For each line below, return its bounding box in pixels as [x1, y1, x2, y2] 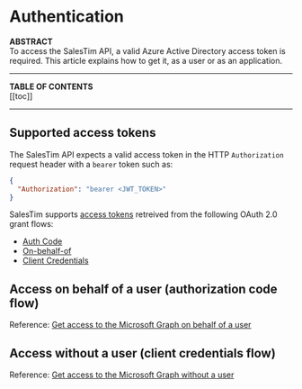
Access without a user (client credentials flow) [9, 345, 276, 361]
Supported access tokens [9, 125, 156, 140]
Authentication [9, 6, 124, 27]
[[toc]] [9, 90, 33, 101]
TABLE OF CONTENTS [9, 81, 93, 92]
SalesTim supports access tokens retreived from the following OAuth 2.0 [9, 209, 278, 220]
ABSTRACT [9, 36, 53, 47]
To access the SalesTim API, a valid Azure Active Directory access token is [9, 45, 286, 56]
